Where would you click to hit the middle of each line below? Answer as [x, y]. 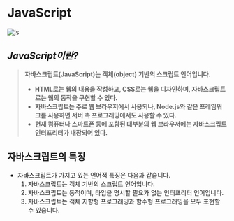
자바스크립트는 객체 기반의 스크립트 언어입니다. [91, 184]
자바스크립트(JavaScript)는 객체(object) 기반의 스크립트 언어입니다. [117, 74]
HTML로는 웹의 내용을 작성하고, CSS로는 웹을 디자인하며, [112, 89]
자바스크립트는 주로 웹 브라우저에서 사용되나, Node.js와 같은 [116, 106]
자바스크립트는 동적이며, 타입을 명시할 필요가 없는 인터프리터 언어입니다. [126, 192]
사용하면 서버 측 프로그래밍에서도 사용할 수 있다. [112, 115]
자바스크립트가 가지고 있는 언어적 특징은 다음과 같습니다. [94, 175]
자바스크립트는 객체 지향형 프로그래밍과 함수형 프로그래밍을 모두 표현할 [124, 201]
